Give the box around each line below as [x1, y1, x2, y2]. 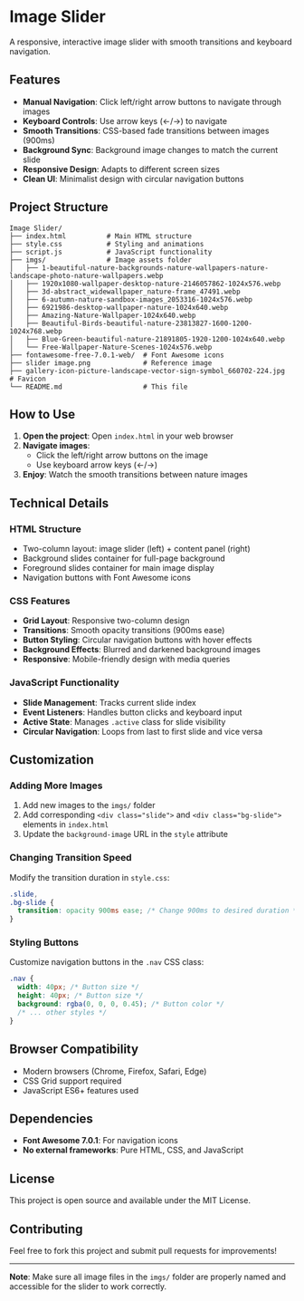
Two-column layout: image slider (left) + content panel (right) [22, 544, 251, 554]
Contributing [9, 1221, 83, 1237]
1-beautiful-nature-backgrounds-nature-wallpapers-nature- [42, 263, 270, 273]
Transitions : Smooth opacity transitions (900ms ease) [22, 625, 225, 636]
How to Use [9, 406, 76, 422]
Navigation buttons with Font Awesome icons [22, 573, 192, 583]
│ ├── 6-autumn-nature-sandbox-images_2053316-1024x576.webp [9, 294, 253, 304]
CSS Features [9, 594, 71, 607]
